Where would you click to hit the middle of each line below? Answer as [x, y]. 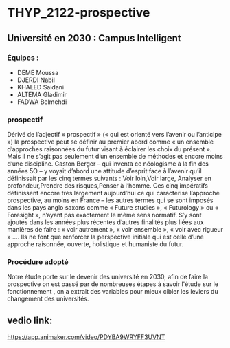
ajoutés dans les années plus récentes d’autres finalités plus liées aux [105, 222]
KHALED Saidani [40, 87]
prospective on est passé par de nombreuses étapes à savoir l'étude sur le [113, 284]
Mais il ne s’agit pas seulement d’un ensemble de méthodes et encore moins [115, 157]
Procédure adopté [38, 262]
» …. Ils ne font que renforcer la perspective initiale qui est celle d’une [105, 237]
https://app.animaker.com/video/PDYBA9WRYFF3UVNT [86, 337]
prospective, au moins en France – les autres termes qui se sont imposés [110, 200]
